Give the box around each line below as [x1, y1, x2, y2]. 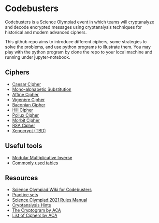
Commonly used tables [12, 160, 58, 166]
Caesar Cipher [12, 81, 41, 87]
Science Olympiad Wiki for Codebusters [12, 187, 92, 192]
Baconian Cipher [12, 102, 45, 107]
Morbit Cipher [12, 117, 40, 123]
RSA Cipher [12, 122, 35, 128]
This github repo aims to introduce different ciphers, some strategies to [5, 38, 147, 44]
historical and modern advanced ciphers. [5, 29, 87, 35]
